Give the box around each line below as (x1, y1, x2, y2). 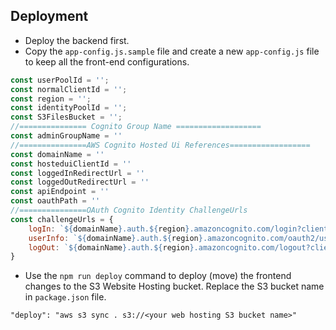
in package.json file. (24, 291, 107, 303)
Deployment (10, 8, 89, 25)
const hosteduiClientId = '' (10, 159, 132, 169)
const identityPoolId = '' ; (10, 103, 128, 113)
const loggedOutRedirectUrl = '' (10, 177, 150, 188)
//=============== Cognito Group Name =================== (10, 122, 262, 132)
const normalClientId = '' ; (10, 84, 128, 94)
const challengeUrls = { (10, 214, 114, 224)
